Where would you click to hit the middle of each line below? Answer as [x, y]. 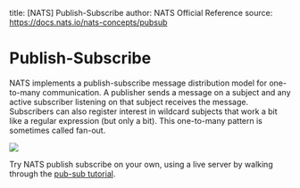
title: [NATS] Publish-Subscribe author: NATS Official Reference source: [141, 13]
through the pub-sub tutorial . [62, 174]
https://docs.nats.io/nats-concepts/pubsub [88, 22]
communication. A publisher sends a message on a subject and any [167, 92]
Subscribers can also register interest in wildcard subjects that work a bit [144, 111]
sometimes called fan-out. [58, 130]
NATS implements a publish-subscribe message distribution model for [138, 83]
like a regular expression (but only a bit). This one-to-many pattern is [136, 120]
